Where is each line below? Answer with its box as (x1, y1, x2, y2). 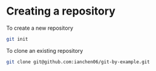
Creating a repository (6, 4, 116, 18)
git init (6, 36, 28, 42)
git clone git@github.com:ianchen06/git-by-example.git (6, 59, 150, 65)
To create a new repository (6, 24, 74, 32)
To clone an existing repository (6, 47, 83, 54)
